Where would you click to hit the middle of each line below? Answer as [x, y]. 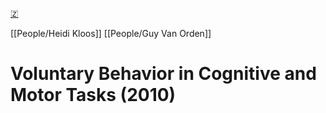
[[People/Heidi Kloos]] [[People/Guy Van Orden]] [111, 33]
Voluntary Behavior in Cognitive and [163, 74]
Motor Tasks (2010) [93, 95]
